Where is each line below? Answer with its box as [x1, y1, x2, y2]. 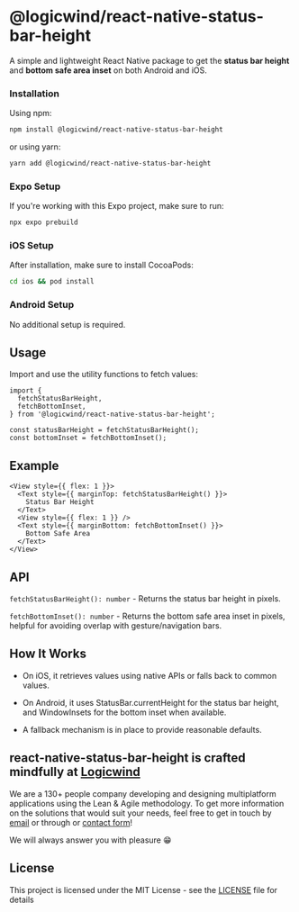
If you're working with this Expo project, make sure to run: [9, 201, 224, 212]
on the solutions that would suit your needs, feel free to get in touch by [9, 808, 272, 818]
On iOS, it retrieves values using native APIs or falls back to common [22, 670, 277, 681]
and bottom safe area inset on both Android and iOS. [9, 65, 207, 76]
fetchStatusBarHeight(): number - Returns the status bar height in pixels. [9, 593, 281, 604]
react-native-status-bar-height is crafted [9, 750, 246, 766]
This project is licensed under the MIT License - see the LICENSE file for [9, 884, 277, 895]
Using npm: [9, 108, 52, 119]
